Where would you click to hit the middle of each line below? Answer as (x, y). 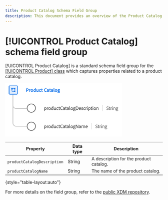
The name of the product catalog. (126, 171)
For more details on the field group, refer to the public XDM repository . (78, 192)
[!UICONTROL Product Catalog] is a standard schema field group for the (79, 66)
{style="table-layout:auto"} (33, 182)
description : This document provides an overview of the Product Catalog (84, 16)
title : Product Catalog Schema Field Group (51, 11)
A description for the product (121, 159)
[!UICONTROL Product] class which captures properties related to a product (83, 71)
